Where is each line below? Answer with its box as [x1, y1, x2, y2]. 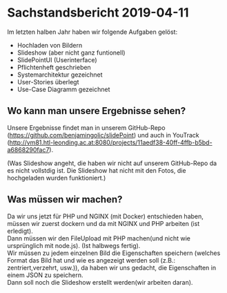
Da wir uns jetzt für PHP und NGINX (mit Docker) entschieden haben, [7, 212, 204, 220]
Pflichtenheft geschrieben [17, 63, 91, 71]
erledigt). [7, 227, 33, 235]
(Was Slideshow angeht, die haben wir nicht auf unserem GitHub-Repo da [7, 159, 217, 167]
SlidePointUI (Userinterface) [17, 55, 98, 64]
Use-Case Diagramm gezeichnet [17, 85, 110, 93]
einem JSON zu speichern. [7, 271, 84, 279]
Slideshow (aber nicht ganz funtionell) [17, 48, 126, 57]
